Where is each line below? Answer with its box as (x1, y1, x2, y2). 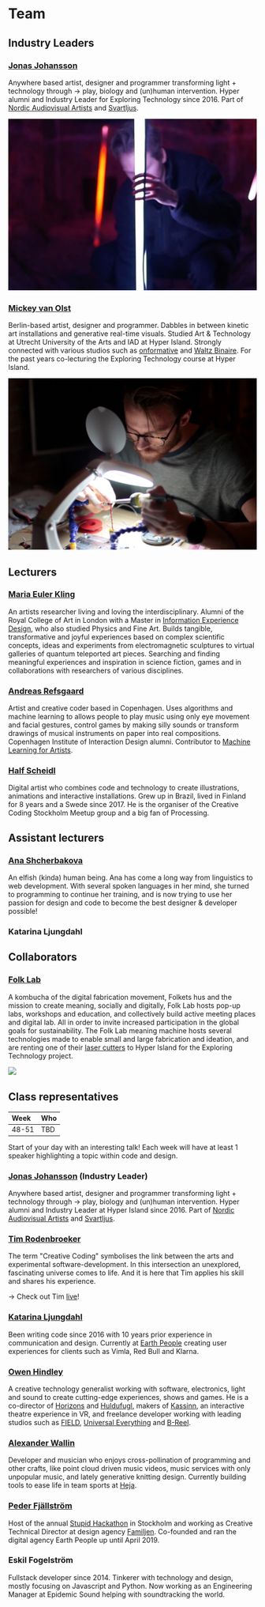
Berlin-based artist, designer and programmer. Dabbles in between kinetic (8, 321, 249, 330)
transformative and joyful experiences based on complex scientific (8, 632, 225, 641)
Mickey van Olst (8, 302, 71, 313)
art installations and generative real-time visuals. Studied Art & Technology (8, 329, 251, 338)
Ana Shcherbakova (8, 854, 84, 866)
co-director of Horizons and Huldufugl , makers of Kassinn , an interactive (8, 1401, 244, 1410)
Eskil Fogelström (8, 1555, 73, 1566)
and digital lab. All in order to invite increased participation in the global (8, 1017, 239, 1027)
